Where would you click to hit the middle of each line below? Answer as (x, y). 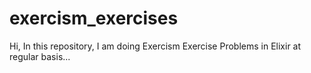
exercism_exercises (94, 18)
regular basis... (40, 56)
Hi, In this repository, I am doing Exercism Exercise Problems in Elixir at (155, 46)
